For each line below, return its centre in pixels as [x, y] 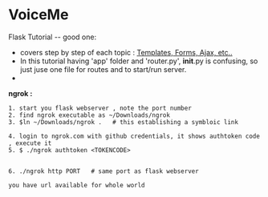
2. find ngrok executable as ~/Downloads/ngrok [89, 115]
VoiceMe [39, 15]
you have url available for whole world [77, 185]
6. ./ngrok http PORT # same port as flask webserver [104, 171]
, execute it [30, 143]
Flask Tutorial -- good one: [53, 37]
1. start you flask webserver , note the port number [100, 108]
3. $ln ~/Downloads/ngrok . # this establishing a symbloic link [124, 122]
